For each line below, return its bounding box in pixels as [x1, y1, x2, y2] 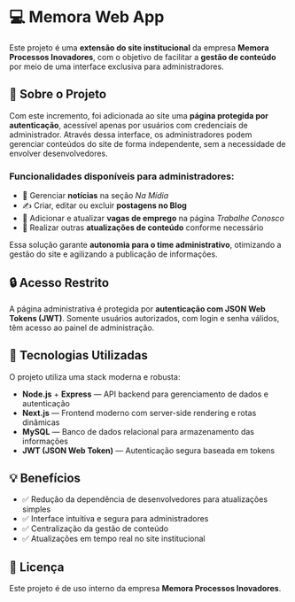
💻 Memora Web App [9, 7, 165, 27]
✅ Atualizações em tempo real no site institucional [21, 533, 206, 544]
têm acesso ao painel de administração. [9, 322, 155, 333]
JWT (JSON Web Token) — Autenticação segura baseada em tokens [21, 444, 276, 456]
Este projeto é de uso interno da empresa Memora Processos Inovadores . [9, 583, 282, 594]
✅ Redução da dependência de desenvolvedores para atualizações [21, 494, 268, 505]
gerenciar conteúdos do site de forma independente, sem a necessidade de [9, 138, 286, 149]
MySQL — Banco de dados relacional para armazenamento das [21, 426, 255, 436]
